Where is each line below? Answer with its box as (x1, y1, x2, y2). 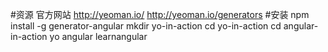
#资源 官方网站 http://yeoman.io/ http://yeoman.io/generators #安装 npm (10, 9, 310, 20)
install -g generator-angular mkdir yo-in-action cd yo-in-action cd (10, 20, 282, 32)
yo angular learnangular (49, 31, 148, 42)
